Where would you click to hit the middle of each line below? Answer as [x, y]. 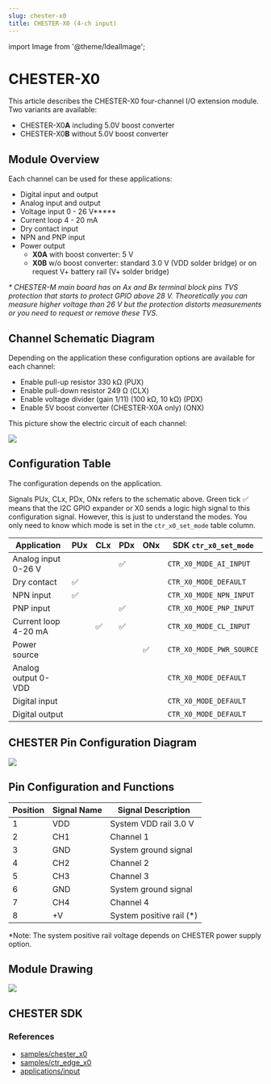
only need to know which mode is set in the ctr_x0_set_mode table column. [132, 525]
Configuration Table [60, 464]
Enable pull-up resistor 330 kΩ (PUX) [82, 382]
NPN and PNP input [52, 237]
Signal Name [77, 810]
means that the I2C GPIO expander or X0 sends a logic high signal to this [129, 508]
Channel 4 [129, 902]
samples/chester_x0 [54, 1054]
